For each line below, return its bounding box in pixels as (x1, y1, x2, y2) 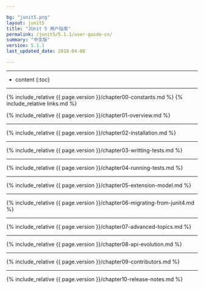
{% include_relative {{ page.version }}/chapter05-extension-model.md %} (6, 181, 192, 189)
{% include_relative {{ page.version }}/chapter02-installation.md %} (6, 129, 177, 136)
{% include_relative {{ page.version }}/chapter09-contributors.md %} (6, 258, 180, 265)
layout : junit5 (6, 19, 45, 26)
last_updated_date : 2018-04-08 (6, 48, 86, 55)
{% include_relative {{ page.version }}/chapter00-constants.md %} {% (6, 93, 183, 100)
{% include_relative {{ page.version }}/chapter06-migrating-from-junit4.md (6, 199, 194, 206)
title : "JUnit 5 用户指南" (6, 26, 71, 32)
